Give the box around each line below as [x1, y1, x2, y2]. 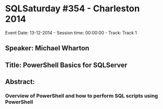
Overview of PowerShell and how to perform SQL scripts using [5, 92, 158, 99]
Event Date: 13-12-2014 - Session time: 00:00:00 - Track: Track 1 [5, 30, 137, 36]
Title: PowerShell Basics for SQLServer [5, 61, 127, 69]
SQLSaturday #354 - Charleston [5, 3, 140, 14]
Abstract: [5, 77, 35, 86]
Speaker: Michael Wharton [5, 44, 90, 52]
